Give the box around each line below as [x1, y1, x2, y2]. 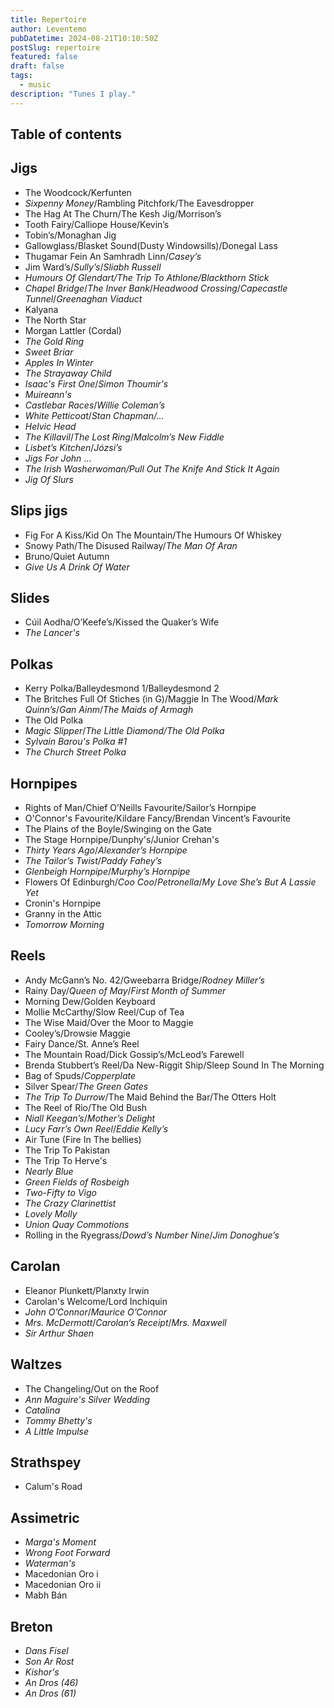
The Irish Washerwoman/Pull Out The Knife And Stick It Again [24, 462, 280, 475]
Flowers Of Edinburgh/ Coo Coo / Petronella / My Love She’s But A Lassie [24, 876, 317, 888]
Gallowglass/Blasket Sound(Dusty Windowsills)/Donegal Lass [24, 239, 278, 251]
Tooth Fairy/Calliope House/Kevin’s [24, 218, 170, 230]
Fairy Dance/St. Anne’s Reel [24, 1037, 140, 1050]
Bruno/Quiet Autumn [24, 550, 110, 562]
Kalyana [24, 303, 59, 315]
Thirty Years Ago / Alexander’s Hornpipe [24, 844, 188, 856]
